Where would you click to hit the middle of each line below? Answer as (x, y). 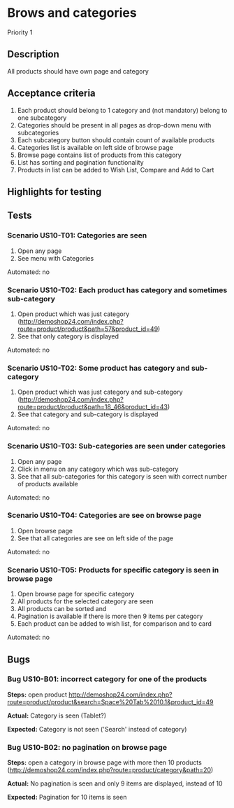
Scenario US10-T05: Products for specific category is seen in (113, 570)
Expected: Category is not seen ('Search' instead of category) (97, 729)
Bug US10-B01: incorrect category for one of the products (107, 679)
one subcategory (42, 118)
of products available (48, 484)
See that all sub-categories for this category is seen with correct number (122, 476)
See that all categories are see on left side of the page (95, 538)
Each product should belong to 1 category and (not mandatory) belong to (122, 110)
